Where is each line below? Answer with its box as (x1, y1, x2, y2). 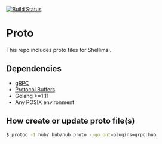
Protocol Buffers (14, 85, 56, 93)
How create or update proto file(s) (6, 116, 135, 126)
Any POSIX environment (14, 99, 75, 106)
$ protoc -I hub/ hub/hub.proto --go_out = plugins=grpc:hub (6, 131, 157, 137)
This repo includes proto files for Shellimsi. (6, 46, 112, 53)
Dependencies (6, 63, 62, 74)
